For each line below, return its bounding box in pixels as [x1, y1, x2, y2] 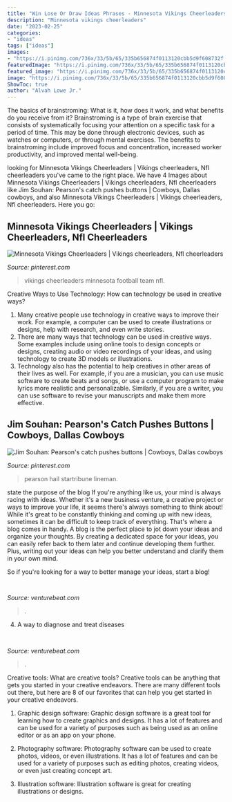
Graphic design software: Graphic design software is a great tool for [17, 709, 211, 717]
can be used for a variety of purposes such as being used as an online [17, 723, 218, 731]
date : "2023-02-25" [7, 23, 64, 30]
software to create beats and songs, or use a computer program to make [17, 376, 224, 384]
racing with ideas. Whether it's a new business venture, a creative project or [7, 495, 224, 503]
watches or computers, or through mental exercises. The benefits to [7, 136, 201, 144]
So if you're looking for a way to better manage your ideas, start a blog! [7, 568, 211, 576]
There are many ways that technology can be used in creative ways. [17, 333, 212, 341]
